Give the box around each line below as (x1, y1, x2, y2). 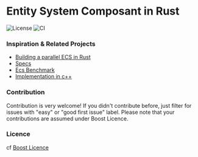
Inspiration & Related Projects (6, 40, 96, 48)
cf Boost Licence (6, 144, 49, 151)
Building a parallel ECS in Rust (15, 54, 91, 61)
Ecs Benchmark (15, 66, 55, 74)
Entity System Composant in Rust (6, 4, 180, 18)
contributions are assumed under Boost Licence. (6, 114, 129, 122)
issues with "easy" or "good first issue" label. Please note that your (6, 108, 175, 116)
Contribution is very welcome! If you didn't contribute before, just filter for (6, 102, 192, 109)
